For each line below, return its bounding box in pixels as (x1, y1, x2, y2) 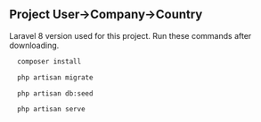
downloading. (9, 40, 60, 50)
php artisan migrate (17, 72, 94, 82)
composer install (17, 57, 82, 65)
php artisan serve (17, 105, 86, 114)
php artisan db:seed (17, 88, 94, 98)
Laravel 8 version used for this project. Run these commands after (9, 30, 252, 41)
